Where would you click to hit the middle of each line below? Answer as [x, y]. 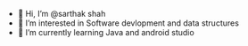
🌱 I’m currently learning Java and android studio [106, 32]
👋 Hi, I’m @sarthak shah [62, 14]
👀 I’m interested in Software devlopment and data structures [128, 23]
